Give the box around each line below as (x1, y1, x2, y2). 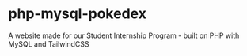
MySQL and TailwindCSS (8, 39, 89, 48)
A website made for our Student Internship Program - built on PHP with (8, 31, 240, 40)
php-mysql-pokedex (8, 5, 146, 23)
